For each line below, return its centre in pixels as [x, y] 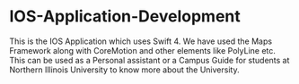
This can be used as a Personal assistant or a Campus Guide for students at [149, 60]
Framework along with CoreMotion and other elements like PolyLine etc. [143, 50]
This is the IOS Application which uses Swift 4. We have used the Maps [141, 41]
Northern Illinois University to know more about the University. [124, 70]
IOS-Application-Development [125, 17]
